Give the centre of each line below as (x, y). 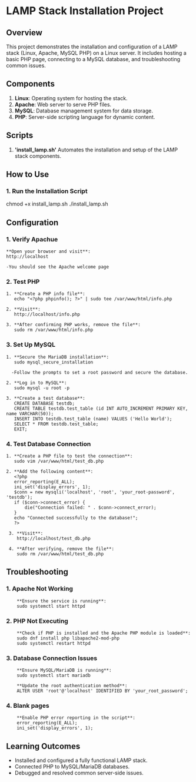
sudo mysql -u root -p (41, 388)
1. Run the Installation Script (47, 191)
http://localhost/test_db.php (54, 538)
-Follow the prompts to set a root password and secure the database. (100, 372)
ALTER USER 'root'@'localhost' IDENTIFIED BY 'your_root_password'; (102, 691)
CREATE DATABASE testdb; (44, 403)
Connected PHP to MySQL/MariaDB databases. (72, 767)
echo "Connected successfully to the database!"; (76, 518)
